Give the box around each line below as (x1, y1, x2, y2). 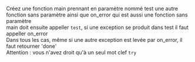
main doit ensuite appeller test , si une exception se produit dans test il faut (6, 24, 189, 31)
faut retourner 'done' (6, 43, 57, 50)
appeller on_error (6, 30, 48, 37)
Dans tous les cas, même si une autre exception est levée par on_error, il (6, 37, 183, 43)
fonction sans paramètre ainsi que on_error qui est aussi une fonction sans (6, 11, 188, 18)
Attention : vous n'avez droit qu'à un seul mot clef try (6, 49, 137, 56)
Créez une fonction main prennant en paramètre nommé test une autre (6, 5, 178, 12)
